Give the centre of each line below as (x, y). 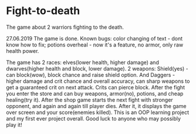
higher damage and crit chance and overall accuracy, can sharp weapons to (98, 81)
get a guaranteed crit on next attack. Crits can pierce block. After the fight (95, 87)
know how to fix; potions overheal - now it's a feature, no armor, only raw (95, 45)
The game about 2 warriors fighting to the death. (65, 27)
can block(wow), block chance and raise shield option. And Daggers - (90, 75)
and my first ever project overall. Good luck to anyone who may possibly (93, 118)
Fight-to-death (43, 11)
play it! (14, 125)
